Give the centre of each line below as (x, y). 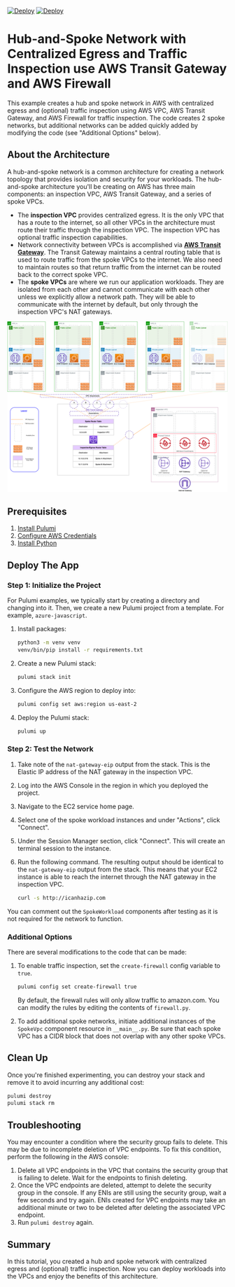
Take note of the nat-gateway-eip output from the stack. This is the (114, 764)
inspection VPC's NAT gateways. (65, 311)
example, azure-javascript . (47, 615)
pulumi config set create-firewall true (77, 987)
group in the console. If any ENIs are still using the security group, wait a (122, 1193)
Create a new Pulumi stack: (57, 663)
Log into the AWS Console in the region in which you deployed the (113, 785)
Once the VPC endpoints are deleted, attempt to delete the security (114, 1186)
